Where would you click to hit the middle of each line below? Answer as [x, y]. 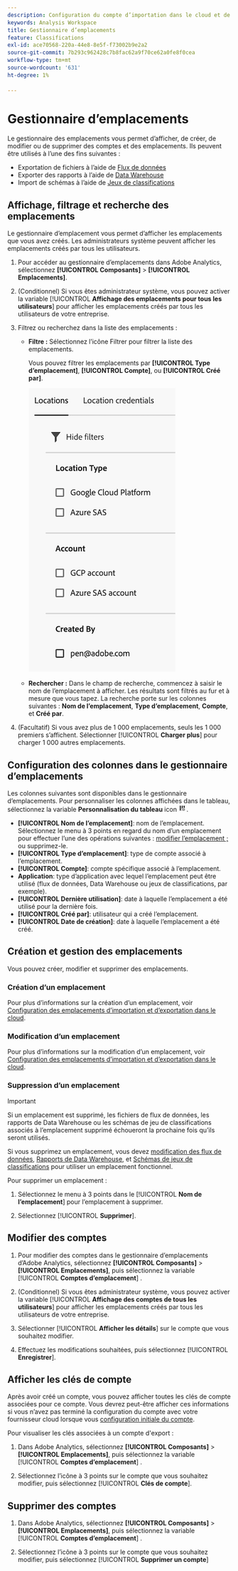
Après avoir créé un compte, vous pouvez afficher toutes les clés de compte [119, 1396]
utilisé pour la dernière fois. [58, 907]
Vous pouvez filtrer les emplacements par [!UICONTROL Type [119, 363]
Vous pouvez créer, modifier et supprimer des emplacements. [98, 969]
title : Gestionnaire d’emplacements [61, 30]
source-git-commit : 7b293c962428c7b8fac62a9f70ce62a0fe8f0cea [101, 53]
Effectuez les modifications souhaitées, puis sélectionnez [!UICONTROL [123, 1349]
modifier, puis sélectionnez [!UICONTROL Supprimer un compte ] [113, 1560]
